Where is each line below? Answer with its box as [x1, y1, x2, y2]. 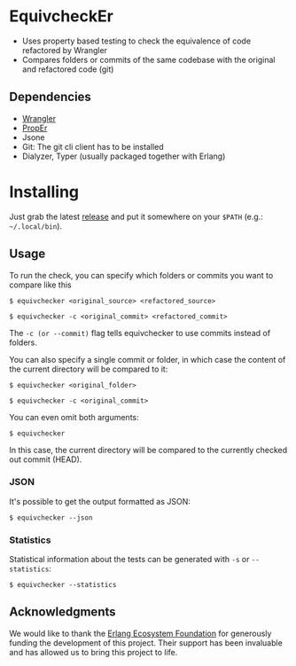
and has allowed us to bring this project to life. [9, 646, 178, 657]
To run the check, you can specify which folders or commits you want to [9, 270, 274, 280]
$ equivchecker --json [9, 513, 93, 522]
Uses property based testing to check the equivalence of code [21, 35, 251, 46]
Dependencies [9, 90, 91, 105]
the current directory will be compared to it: [9, 364, 168, 374]
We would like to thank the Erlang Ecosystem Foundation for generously [9, 628, 272, 639]
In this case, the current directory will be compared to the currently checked [9, 444, 288, 455]
